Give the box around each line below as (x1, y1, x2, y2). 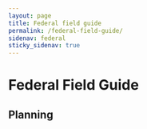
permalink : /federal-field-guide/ (8, 26, 124, 34)
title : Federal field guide (8, 19, 102, 27)
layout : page (8, 11, 52, 20)
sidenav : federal (8, 34, 66, 42)
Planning (8, 107, 54, 121)
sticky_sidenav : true (8, 42, 81, 50)
